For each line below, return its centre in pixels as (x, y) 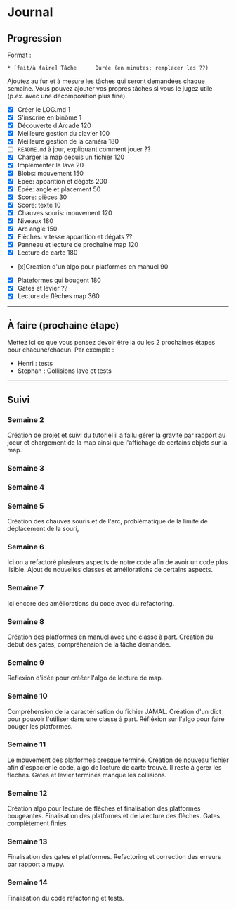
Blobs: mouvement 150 (51, 173)
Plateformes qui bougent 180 (59, 280)
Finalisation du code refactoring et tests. (66, 898)
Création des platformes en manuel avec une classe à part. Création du (110, 637)
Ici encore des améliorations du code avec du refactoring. (91, 603)
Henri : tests (35, 364)
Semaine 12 (27, 793)
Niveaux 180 (35, 221)
